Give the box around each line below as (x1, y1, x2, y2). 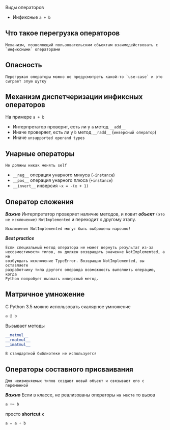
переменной (5, 383, 29, 388)
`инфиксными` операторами (5, 47, 60, 52)
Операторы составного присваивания (5, 365, 133, 373)
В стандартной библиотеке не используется (5, 351, 97, 356)
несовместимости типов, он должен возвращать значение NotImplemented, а (5, 250, 165, 255)
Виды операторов (5, 5, 44, 10)
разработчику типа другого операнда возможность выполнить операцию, (5, 267, 156, 273)
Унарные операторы (5, 149, 75, 158)
